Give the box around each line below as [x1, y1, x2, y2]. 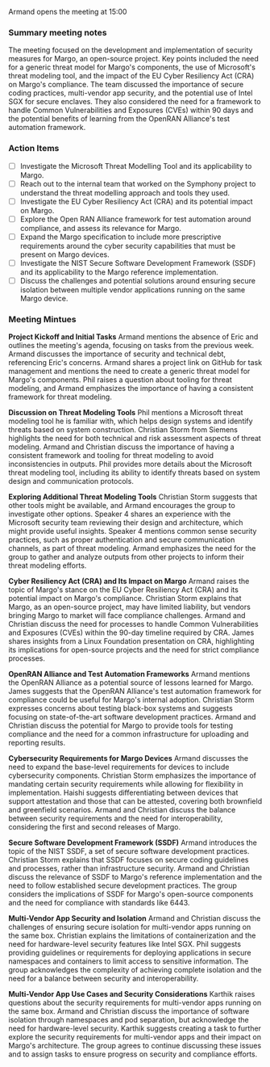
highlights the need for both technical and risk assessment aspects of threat [8, 434, 262, 443]
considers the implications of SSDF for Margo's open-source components [8, 889, 254, 899]
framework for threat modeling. [8, 392, 113, 402]
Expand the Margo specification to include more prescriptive [19, 232, 222, 242]
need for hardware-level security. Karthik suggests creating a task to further [8, 1023, 262, 1033]
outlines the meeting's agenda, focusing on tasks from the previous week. [8, 341, 255, 351]
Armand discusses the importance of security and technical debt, [8, 349, 226, 359]
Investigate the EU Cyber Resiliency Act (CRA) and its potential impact [19, 196, 253, 206]
